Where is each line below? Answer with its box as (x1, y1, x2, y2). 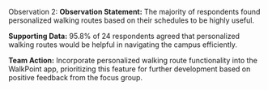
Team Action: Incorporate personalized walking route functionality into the (8, 56, 257, 65)
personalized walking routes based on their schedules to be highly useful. (8, 15, 255, 25)
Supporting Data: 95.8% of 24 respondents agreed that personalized (8, 32, 240, 41)
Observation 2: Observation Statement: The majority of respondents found (8, 7, 261, 16)
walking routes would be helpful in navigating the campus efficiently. (8, 40, 237, 49)
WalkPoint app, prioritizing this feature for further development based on (8, 64, 251, 74)
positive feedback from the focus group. (8, 73, 143, 82)
